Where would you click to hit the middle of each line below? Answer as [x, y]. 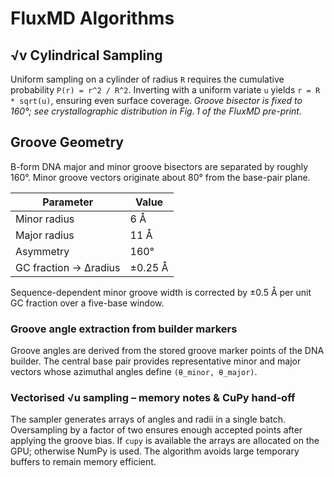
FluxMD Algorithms [92, 18]
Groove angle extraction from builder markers [124, 329]
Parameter [68, 202]
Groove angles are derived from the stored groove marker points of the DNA [167, 351]
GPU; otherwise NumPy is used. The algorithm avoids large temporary [155, 451]
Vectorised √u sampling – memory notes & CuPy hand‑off [153, 398]
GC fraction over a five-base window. [87, 303]
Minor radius [45, 219]
